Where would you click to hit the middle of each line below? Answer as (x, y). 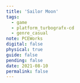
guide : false (22, 55)
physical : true (25, 50)
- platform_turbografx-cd (43, 28)
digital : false (25, 44)
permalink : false (27, 71)
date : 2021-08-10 (27, 66)
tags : (13, 17)
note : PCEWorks (25, 39)
